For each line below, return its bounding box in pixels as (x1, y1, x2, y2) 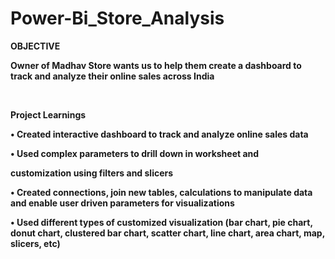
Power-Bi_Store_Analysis (10, 7, 225, 30)
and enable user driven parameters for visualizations (10, 197, 235, 209)
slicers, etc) (10, 237, 61, 249)
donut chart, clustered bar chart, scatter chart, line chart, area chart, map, (10, 227, 325, 239)
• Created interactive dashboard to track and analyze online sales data (10, 128, 309, 140)
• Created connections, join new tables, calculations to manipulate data (10, 186, 313, 198)
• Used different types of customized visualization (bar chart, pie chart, (10, 216, 313, 228)
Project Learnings (10, 108, 87, 121)
